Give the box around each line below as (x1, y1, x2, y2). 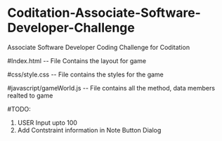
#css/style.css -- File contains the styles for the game (7, 70, 164, 79)
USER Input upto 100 (17, 118, 77, 127)
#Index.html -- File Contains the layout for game (7, 56, 146, 65)
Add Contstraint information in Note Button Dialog (17, 126, 162, 134)
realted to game (7, 91, 53, 100)
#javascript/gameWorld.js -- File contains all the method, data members (7, 83, 216, 92)
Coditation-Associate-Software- (7, 5, 202, 21)
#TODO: (7, 105, 32, 113)
